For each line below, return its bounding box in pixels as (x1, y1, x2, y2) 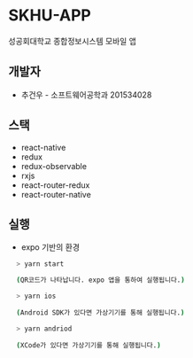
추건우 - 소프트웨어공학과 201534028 (20, 89, 152, 100)
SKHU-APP (8, 5, 92, 26)
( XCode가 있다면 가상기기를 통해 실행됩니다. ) (16, 340, 161, 350)
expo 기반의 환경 (20, 242, 81, 253)
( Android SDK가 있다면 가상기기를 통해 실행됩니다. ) (16, 307, 185, 317)
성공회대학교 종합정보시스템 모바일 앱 (8, 35, 136, 46)
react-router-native (20, 189, 92, 199)
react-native (20, 142, 66, 152)
